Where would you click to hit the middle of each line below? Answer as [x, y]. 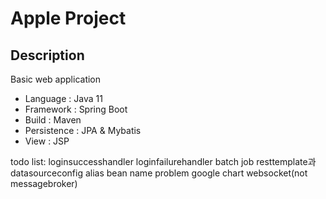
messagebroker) [44, 183]
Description [47, 55]
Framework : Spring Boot [76, 109]
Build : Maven [53, 120]
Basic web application [56, 79]
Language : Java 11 [63, 98]
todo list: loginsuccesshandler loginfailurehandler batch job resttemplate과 [163, 161]
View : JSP [47, 141]
